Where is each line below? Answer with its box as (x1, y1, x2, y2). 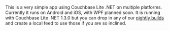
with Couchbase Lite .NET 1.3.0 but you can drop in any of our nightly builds (5, 15, 164, 20)
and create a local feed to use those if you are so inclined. (5, 20, 127, 26)
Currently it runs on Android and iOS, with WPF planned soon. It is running (5, 9, 161, 15)
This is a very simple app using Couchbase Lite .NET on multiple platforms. (5, 4, 162, 10)
